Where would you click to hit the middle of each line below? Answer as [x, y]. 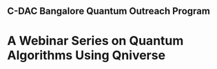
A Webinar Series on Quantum [95, 41]
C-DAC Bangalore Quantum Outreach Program [108, 11]
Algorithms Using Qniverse [86, 55]
